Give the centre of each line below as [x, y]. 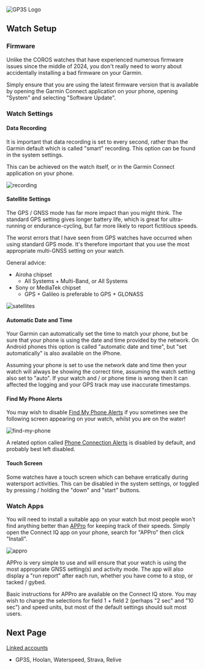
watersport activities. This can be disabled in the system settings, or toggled [102, 483]
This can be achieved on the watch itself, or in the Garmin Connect [90, 166]
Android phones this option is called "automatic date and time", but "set [96, 347]
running [16, 226]
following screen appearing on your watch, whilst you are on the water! [96, 419]
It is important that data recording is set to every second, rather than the [97, 142]
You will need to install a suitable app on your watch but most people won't [101, 519]
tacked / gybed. [26, 582]
